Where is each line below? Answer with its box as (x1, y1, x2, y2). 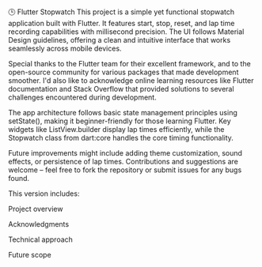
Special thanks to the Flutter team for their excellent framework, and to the (8, 59, 251, 68)
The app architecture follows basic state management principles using (8, 108, 237, 117)
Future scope (8, 250, 51, 259)
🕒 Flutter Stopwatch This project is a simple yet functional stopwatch (8, 7, 235, 17)
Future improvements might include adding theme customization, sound (8, 149, 243, 157)
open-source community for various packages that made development (8, 67, 239, 77)
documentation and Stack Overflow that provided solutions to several (8, 85, 235, 93)
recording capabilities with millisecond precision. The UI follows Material (8, 27, 245, 36)
